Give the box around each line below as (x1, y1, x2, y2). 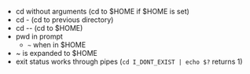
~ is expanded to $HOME (15, 49, 98, 57)
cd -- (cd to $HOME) (15, 24, 83, 32)
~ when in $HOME (27, 40, 86, 50)
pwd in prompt (15, 31, 63, 41)
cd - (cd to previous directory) (15, 15, 114, 24)
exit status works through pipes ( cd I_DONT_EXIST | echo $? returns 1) (15, 57, 243, 66)
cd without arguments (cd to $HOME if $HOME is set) (15, 7, 190, 16)
